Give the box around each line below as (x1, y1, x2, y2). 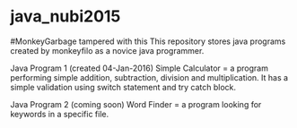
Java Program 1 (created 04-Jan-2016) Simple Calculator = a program (10, 63, 268, 73)
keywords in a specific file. (10, 108, 109, 119)
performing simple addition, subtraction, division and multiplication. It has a (10, 72, 289, 82)
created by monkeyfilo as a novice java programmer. (10, 45, 205, 55)
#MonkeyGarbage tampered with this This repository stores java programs (10, 36, 286, 47)
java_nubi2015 (10, 6, 121, 27)
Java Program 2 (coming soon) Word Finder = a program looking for (10, 98, 262, 109)
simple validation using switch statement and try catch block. (10, 81, 237, 92)
